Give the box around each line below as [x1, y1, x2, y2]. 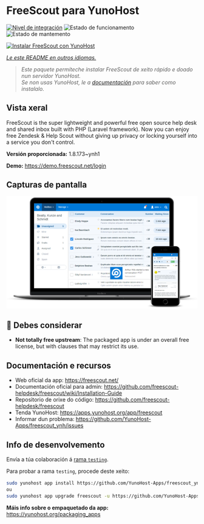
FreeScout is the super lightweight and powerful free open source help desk [6, 119, 197, 126]
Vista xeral [6, 103, 48, 113]
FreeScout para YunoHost [6, 4, 140, 18]
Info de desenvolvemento [6, 439, 105, 450]
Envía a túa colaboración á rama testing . [6, 456, 109, 463]
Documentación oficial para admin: [15, 383, 103, 391]
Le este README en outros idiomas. [6, 54, 97, 61]
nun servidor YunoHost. [21, 72, 81, 79]
